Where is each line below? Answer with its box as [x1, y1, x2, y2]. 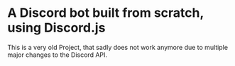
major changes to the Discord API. [7, 51, 108, 59]
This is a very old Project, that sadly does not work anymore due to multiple [7, 43, 229, 51]
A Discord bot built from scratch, [7, 5, 204, 21]
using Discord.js [7, 20, 106, 36]
